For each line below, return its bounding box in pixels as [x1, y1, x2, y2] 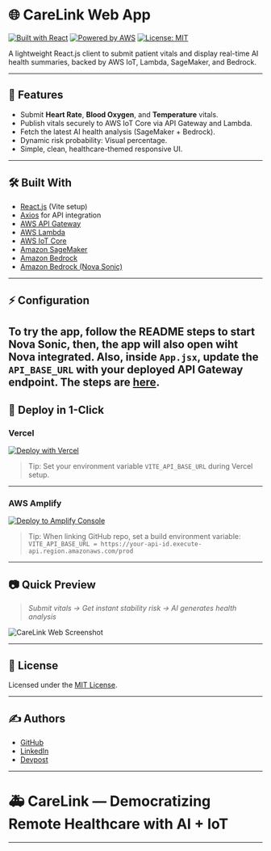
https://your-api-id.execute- [100, 540, 202, 549]
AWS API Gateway [19, 218, 81, 228]
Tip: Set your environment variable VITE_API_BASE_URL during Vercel [27, 461, 253, 471]
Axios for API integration [19, 210, 102, 220]
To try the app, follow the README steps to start [8, 325, 256, 339]
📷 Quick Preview [8, 578, 97, 592]
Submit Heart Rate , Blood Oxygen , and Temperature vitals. [19, 109, 219, 119]
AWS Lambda [19, 227, 66, 237]
